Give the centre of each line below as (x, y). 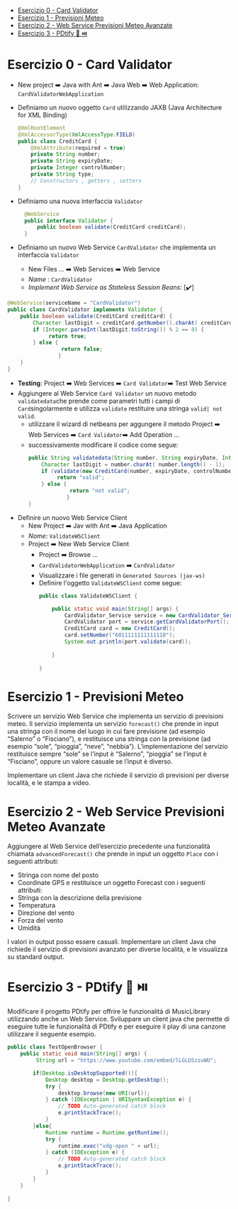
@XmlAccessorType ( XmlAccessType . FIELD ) (76, 134)
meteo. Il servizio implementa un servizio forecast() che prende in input (113, 724)
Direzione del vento (46, 913)
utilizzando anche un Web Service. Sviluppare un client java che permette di (119, 1019)
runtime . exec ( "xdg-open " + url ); (109, 1146)
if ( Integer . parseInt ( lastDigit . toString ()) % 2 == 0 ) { (119, 330)
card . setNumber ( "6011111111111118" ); (120, 635)
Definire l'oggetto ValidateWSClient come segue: (110, 582)
